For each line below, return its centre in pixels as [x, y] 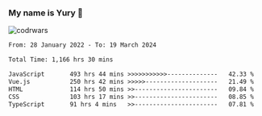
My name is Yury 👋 [46, 13]
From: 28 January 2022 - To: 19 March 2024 [83, 45]
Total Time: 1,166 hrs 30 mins [61, 60]
